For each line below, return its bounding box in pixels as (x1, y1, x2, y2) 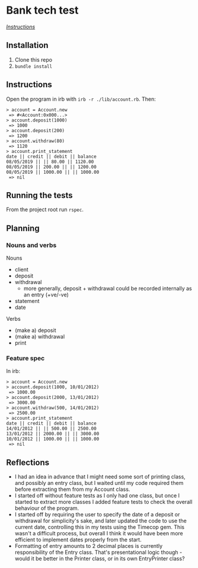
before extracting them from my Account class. (14, 486, 130, 493)
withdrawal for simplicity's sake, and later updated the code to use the (14, 517, 187, 525)
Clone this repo (14, 56, 52, 63)
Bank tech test (6, 4, 79, 17)
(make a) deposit (14, 327, 56, 334)
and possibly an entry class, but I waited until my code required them (14, 480, 184, 487)
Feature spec (6, 354, 45, 362)
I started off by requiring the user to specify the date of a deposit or (14, 511, 180, 518)
